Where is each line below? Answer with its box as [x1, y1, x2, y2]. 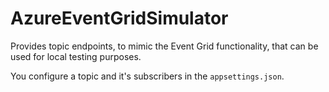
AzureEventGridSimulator [10, 7, 229, 30]
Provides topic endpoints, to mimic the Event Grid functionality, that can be [10, 40, 319, 52]
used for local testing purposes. [10, 50, 142, 62]
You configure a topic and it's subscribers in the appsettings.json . [10, 70, 285, 82]
